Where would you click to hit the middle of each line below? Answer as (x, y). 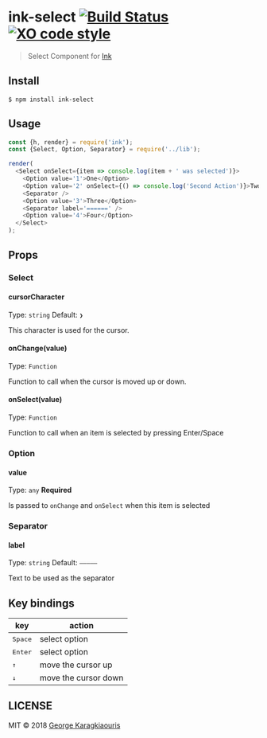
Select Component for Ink (70, 56)
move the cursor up (76, 665)
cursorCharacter (37, 297)
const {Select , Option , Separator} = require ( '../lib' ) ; (104, 150)
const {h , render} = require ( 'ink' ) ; (71, 142)
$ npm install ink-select (51, 100)
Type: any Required (40, 490)
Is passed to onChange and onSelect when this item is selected (109, 506)
